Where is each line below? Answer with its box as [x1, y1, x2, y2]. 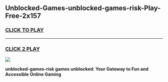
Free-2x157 [5, 12, 41, 20]
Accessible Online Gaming [5, 71, 61, 77]
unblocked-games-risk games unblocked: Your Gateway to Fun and [5, 66, 149, 72]
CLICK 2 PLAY [5, 45, 40, 52]
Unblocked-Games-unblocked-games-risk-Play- [5, 4, 161, 12]
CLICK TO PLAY [5, 27, 44, 34]
